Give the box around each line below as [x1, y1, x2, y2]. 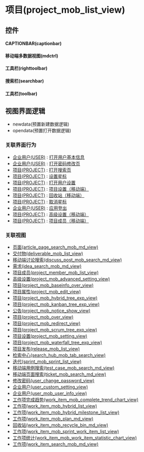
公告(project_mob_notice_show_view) [12, 308, 91, 314]
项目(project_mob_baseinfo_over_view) [12, 282, 94, 288]
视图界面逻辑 [5, 107, 45, 115]
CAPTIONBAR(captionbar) [5, 41, 62, 47]
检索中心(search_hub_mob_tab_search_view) [12, 352, 106, 358]
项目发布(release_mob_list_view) [12, 346, 80, 352]
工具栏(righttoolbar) [5, 65, 48, 71]
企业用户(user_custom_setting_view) [12, 384, 88, 390]
